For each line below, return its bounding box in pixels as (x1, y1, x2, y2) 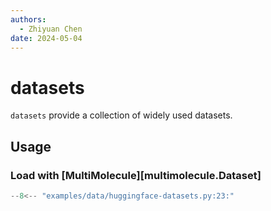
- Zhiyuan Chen (19, 24, 83, 34)
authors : (10, 14, 47, 25)
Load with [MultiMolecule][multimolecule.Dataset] (10, 168, 262, 182)
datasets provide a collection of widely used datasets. (10, 109, 233, 121)
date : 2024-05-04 (10, 33, 83, 43)
